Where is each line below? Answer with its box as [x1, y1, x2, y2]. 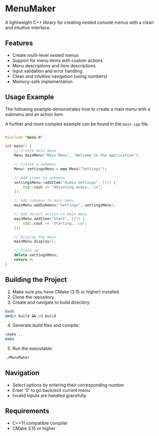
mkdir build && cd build [5, 313, 56, 319]
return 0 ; [14, 257, 35, 263]
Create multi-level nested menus [12, 52, 79, 58]
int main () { [5, 144, 32, 149]
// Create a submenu [14, 162, 56, 167]
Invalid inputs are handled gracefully [12, 392, 86, 398]
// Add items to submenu [14, 175, 65, 180]
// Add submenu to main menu [14, 198, 74, 203]
